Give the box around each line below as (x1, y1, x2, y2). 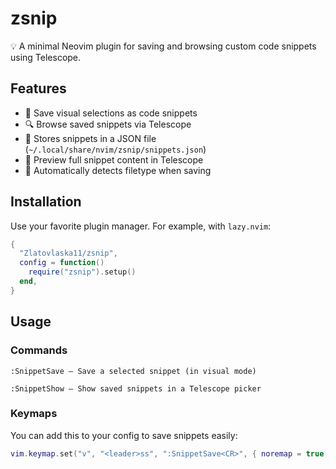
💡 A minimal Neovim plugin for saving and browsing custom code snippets (10, 40, 317, 52)
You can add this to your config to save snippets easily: (10, 429, 238, 441)
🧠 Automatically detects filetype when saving (24, 164, 212, 176)
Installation (10, 193, 82, 211)
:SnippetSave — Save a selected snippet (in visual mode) (10, 366, 257, 376)
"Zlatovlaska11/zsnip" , (19, 248, 118, 259)
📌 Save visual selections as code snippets (24, 107, 198, 119)
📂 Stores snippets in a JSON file (24, 132, 157, 144)
